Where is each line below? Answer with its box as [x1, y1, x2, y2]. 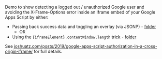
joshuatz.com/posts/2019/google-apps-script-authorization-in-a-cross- [14, 44, 158, 49]
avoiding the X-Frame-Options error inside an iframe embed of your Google [5, 9, 156, 15]
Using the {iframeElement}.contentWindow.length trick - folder [12, 34, 137, 40]
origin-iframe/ [5, 48, 33, 54]
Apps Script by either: [5, 15, 48, 20]
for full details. [33, 48, 63, 54]
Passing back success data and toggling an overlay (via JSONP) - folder [12, 24, 156, 29]
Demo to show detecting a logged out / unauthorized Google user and [5, 4, 145, 10]
